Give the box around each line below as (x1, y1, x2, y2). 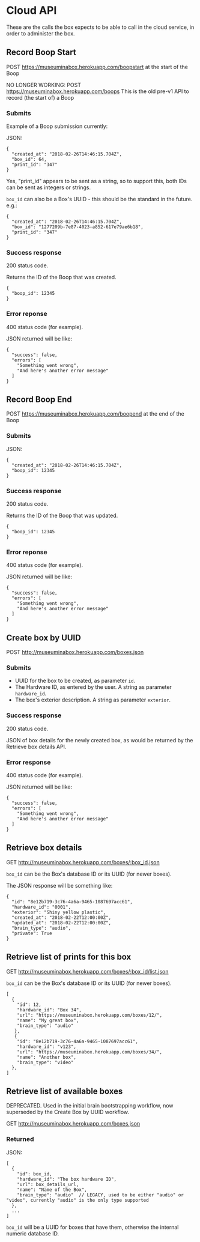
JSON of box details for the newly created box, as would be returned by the (6, 736, 193, 744)
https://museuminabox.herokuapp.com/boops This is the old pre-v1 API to (6, 88, 189, 95)
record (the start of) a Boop (6, 94, 74, 101)
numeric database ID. (6, 1229, 59, 1237)
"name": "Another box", (17, 1054, 77, 1060)
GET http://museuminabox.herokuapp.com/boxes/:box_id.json (6, 858, 160, 865)
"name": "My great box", (17, 1017, 79, 1023)
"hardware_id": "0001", (11, 904, 71, 910)
